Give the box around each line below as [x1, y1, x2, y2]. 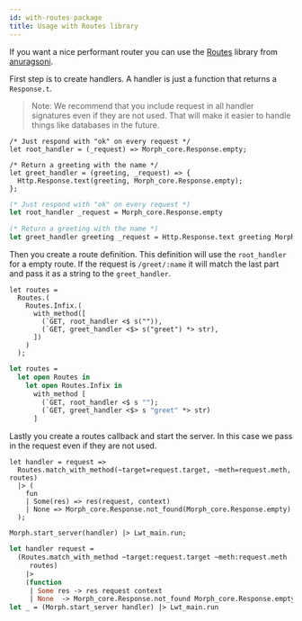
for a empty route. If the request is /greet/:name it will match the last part [9, 258, 280, 269]
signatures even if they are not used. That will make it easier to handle [31, 110, 291, 121]
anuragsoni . [9, 56, 54, 67]
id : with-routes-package [9, 13, 102, 22]
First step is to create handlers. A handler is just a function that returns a [9, 73, 277, 84]
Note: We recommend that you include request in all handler [31, 100, 254, 111]
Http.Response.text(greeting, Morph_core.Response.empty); [17, 176, 244, 185]
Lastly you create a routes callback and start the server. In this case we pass [9, 431, 293, 442]
